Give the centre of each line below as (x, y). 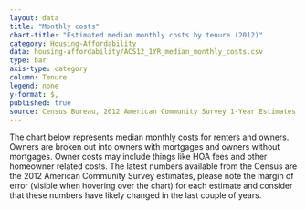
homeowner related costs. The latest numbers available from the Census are (153, 166)
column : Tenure (38, 78)
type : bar (28, 60)
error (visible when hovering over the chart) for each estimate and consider (151, 186)
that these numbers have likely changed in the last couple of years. (136, 195)
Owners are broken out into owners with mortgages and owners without (145, 147)
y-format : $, (34, 94)
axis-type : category (49, 69)
